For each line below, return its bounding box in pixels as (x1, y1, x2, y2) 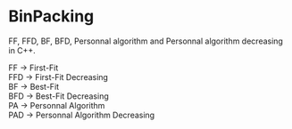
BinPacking (8, 6, 95, 27)
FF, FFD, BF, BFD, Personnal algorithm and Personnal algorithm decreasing (8, 36, 283, 46)
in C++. (8, 44, 37, 55)
